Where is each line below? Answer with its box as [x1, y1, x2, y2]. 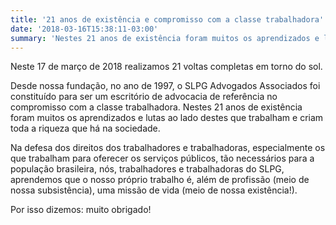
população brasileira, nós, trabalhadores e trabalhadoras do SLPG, [10, 163, 285, 175]
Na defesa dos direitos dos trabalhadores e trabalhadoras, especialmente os [10, 142, 326, 154]
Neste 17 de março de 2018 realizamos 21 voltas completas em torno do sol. [10, 61, 323, 73]
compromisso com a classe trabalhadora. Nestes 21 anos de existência [10, 101, 303, 113]
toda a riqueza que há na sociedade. [10, 122, 161, 135]
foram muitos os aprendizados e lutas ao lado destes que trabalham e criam [10, 112, 324, 124]
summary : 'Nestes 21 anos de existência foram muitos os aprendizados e [10, 33, 320, 43]
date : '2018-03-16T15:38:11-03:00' [10, 24, 159, 34]
